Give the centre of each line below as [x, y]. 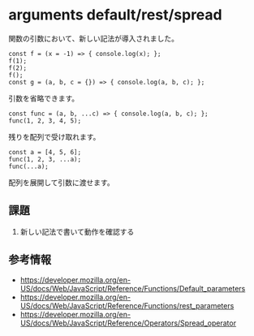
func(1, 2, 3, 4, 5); [45, 121]
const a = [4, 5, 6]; [45, 152]
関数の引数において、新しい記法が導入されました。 [93, 38]
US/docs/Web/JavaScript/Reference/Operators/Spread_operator [128, 323]
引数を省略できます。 [44, 98]
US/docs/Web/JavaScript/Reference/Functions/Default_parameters [133, 288]
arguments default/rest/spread [115, 15]
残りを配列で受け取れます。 [54, 136]
